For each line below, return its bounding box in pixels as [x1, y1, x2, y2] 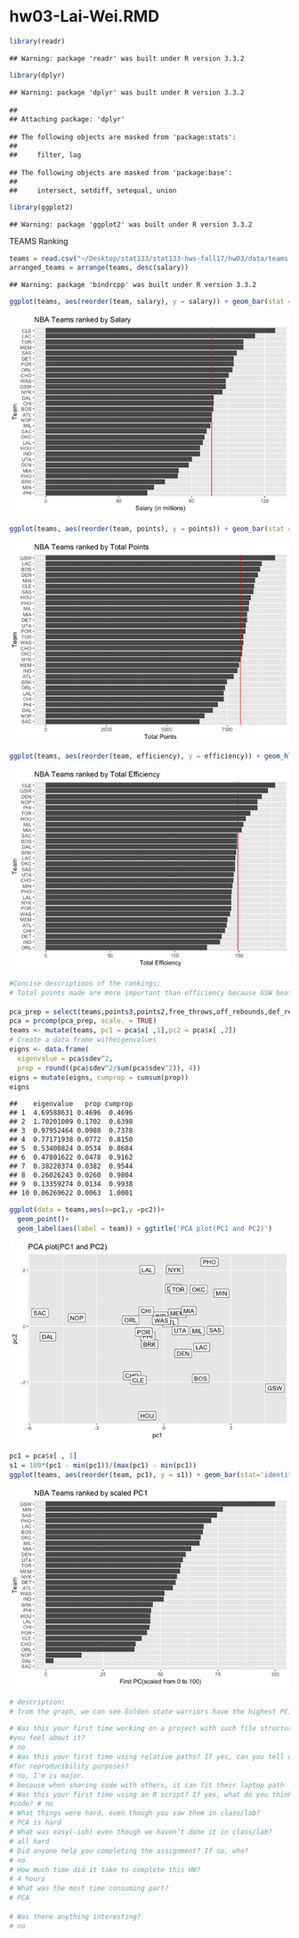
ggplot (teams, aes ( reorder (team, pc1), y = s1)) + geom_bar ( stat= [9, 1470, 261, 1479]
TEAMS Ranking [9, 235, 69, 246]
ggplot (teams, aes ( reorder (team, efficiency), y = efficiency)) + [9, 751, 261, 761]
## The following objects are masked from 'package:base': [9, 168, 233, 177]
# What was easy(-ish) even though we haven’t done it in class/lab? [9, 1827, 273, 1837]
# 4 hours [9, 1875, 46, 1884]
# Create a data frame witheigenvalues [9, 1036, 158, 1045]
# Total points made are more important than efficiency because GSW [9, 988, 273, 998]
